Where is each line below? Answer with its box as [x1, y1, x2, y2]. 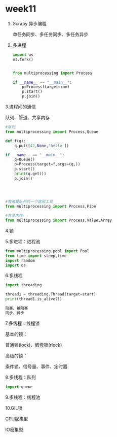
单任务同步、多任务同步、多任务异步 [12, 31, 89, 37]
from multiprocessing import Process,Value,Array [5, 218, 112, 223]
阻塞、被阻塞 [5, 306, 28, 311]
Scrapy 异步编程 [12, 20, 47, 26]
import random [5, 258, 35, 263]
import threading [5, 283, 42, 288]
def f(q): [5, 138, 26, 144]
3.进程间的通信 [5, 104, 36, 110]
